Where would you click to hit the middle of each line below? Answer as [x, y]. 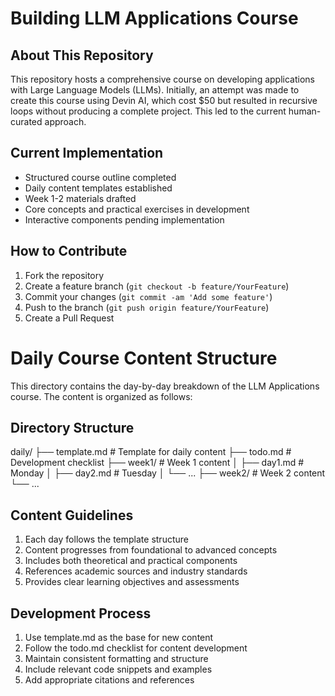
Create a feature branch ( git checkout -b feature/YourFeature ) [157, 286]
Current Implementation [87, 153]
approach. [65, 121]
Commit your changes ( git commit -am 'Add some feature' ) [148, 296]
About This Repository [82, 55]
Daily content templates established [98, 188]
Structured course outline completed [100, 177]
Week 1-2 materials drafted [80, 198]
